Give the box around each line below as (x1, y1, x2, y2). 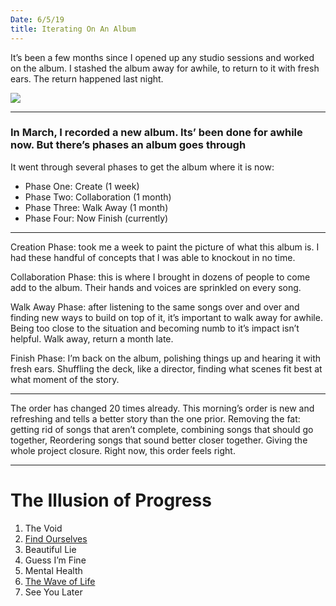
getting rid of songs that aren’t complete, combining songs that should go (10, 423, 314, 435)
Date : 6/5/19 (10, 14, 65, 25)
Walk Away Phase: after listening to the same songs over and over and (10, 301, 300, 313)
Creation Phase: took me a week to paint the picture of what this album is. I (10, 241, 320, 253)
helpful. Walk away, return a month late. (10, 332, 174, 345)
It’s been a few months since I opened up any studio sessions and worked (10, 51, 315, 63)
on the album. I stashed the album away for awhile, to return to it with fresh (10, 62, 320, 74)
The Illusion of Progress (10, 489, 212, 511)
